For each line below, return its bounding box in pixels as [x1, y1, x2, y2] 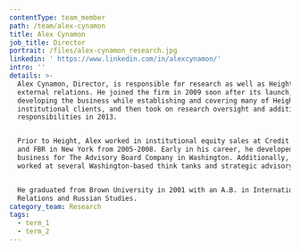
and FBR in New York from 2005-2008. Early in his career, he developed [17, 145, 294, 154]
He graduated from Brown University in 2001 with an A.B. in [17, 185, 250, 195]
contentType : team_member [9, 12, 105, 22]
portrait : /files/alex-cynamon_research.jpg [9, 46, 178, 55]
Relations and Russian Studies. [17, 194, 138, 203]
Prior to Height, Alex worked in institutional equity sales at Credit [17, 137, 290, 146]
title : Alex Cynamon [9, 29, 87, 38]
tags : [9, 211, 29, 220]
